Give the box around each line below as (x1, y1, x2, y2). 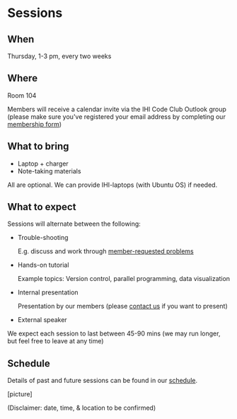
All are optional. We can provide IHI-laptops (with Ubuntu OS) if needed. (7, 180, 218, 189)
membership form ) (7, 120, 62, 128)
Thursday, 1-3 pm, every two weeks (7, 52, 112, 60)
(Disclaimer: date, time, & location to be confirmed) (7, 403, 156, 412)
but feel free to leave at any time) (7, 337, 104, 345)
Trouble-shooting (17, 234, 69, 242)
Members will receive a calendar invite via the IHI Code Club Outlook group (7, 105, 226, 113)
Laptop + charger (17, 159, 69, 168)
